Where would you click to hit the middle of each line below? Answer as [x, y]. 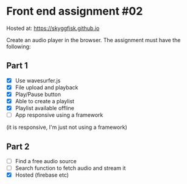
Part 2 [18, 146]
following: [19, 46]
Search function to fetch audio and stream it [70, 168]
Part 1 [17, 66]
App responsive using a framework [59, 115]
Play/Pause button [38, 94]
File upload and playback [47, 87]
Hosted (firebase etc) [42, 175]
